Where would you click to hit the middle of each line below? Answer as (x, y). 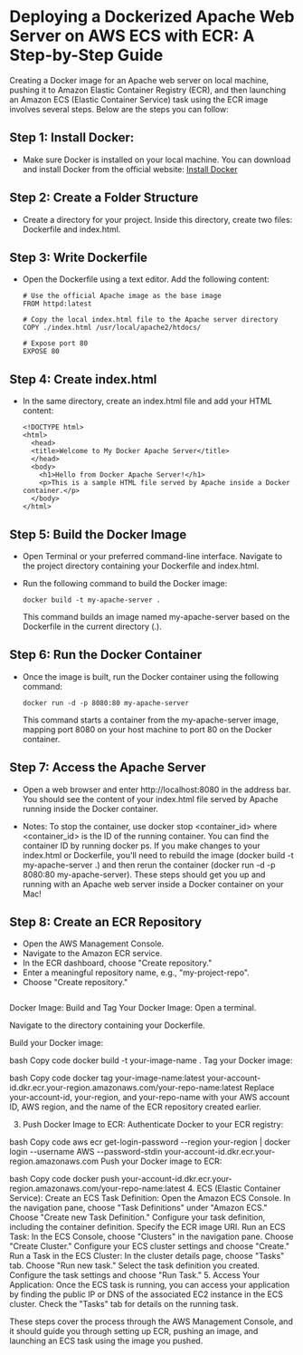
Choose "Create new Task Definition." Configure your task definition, (137, 1217)
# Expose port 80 (55, 344)
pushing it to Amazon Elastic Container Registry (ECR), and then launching (148, 90)
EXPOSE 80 (41, 352)
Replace (259, 1088)
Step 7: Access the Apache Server (108, 768)
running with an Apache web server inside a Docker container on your (153, 884)
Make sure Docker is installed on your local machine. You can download (156, 160)
